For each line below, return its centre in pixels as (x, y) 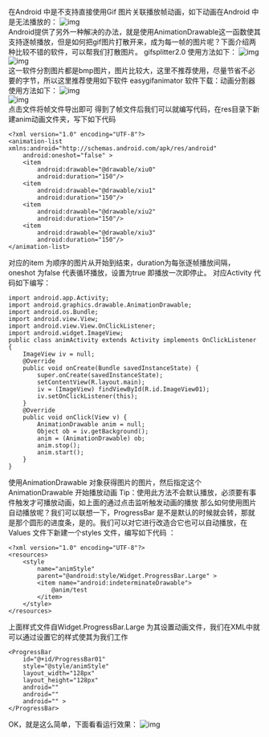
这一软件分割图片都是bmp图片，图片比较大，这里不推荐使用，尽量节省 (125, 70)
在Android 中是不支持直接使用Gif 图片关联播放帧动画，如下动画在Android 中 (134, 12)
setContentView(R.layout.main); (92, 382)
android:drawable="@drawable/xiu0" (97, 169)
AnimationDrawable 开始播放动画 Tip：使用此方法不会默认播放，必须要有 (129, 493)
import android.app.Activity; (59, 298)
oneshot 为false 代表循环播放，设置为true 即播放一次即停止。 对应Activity (130, 273)
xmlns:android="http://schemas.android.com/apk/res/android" (113, 149)
